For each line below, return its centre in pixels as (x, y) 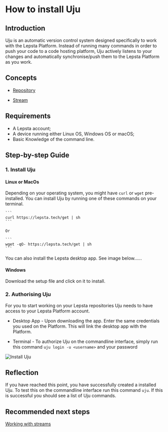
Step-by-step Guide (37, 155)
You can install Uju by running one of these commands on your (91, 198)
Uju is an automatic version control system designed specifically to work (81, 40)
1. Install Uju (20, 169)
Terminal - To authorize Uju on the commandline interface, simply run (85, 341)
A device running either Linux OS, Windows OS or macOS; (73, 134)
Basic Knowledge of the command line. (54, 139)
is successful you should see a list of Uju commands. (61, 396)
